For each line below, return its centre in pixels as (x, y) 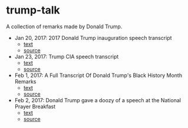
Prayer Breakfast (35, 106)
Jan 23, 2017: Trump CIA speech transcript (67, 56)
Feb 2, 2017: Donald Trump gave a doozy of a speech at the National (98, 100)
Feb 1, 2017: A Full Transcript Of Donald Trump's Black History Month (98, 75)
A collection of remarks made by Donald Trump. (64, 26)
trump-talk (33, 10)
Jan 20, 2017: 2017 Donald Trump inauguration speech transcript (93, 38)
